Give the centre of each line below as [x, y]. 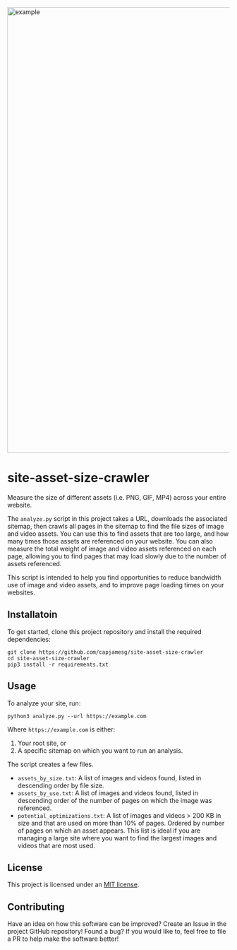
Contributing [36, 907]
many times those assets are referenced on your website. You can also [110, 541]
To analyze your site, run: [44, 703]
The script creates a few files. [50, 764]
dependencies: [29, 639]
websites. [21, 592]
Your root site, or [42, 743]
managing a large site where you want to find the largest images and [117, 838]
